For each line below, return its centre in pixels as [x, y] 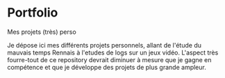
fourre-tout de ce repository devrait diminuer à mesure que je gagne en [109, 59]
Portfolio [33, 13]
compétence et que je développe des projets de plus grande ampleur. [107, 67]
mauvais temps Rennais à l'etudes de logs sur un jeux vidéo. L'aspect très [113, 52]
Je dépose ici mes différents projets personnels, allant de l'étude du [104, 45]
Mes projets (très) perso [42, 32]
